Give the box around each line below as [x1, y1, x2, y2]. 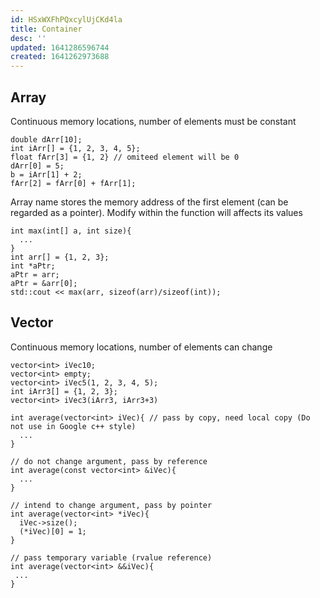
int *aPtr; [10, 261, 56, 271]
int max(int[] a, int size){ [10, 226, 132, 236]
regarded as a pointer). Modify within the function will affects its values [10, 206, 303, 218]
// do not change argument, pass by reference [10, 456, 208, 466]
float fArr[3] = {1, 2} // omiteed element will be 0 [10, 152, 240, 162]
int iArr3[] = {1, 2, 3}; [10, 386, 118, 396]
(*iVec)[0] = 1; [19, 526, 87, 536]
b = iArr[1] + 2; [10, 169, 83, 180]
